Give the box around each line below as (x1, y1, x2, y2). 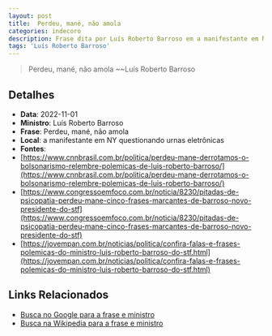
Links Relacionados (8, 288, 109, 302)
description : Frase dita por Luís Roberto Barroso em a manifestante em (8, 34, 259, 43)
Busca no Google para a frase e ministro (19, 309, 155, 319)
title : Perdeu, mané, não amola (8, 19, 121, 28)
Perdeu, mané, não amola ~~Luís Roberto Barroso (28, 64, 196, 74)
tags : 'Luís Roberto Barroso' (8, 42, 111, 50)
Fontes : (19, 144, 47, 153)
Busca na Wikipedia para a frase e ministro (19, 318, 164, 328)
